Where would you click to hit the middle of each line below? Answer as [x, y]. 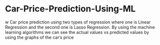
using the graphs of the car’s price [40, 37]
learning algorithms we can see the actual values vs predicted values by [77, 32]
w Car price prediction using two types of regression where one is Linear [78, 22]
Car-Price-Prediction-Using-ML [70, 9]
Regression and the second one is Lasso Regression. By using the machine [80, 27]
